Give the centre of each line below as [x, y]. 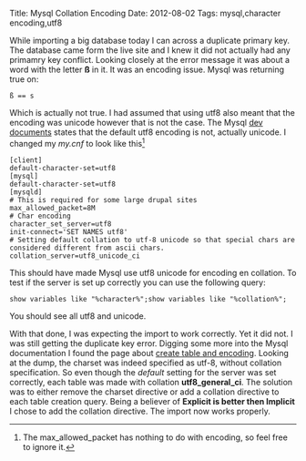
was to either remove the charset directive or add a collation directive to [144, 392]
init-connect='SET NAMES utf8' [69, 231]
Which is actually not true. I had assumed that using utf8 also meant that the [153, 113]
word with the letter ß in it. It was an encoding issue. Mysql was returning [147, 69]
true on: [24, 79]
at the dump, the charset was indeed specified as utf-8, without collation [146, 363]
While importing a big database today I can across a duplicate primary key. [149, 41]
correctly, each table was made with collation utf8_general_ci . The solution [151, 382]
